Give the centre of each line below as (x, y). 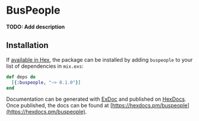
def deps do (21, 77)
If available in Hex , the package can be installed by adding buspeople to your (99, 59)
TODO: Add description (36, 27)
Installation (27, 45)
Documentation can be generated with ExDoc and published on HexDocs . (96, 99)
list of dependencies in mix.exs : (45, 66)
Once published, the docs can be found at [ (59, 106)
